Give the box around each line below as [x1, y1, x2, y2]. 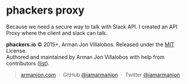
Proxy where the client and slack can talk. [6, 29, 107, 36]
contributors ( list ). [6, 60, 50, 67]
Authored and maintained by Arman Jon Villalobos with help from [6, 53, 165, 60]
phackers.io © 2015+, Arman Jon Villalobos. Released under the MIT [6, 41, 175, 48]
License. [6, 47, 27, 54]
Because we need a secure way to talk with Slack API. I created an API [6, 23, 178, 30]
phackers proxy [6, 4, 84, 17]
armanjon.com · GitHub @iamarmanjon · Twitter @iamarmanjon [20, 71, 180, 78]
